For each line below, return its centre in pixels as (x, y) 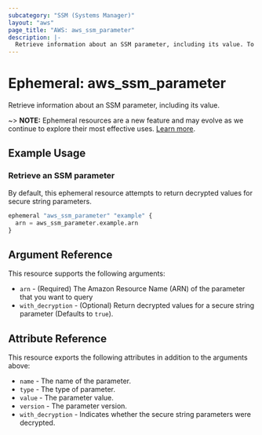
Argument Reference (60, 255)
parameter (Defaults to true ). (66, 314)
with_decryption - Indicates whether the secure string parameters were (135, 414)
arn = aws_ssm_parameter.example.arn (77, 223)
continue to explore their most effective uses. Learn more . (102, 129)
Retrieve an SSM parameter (62, 176)
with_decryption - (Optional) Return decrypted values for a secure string (137, 305)
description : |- (35, 37)
